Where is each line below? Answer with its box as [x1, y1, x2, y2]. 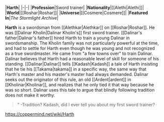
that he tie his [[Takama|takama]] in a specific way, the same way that [5, 66, 147, 72]
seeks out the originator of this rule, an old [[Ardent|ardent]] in [5, 76, 132, 82]
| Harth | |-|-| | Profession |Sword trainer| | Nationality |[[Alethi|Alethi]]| [5, 5, 144, 10]
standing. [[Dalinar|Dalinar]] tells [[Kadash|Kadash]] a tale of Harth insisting [5, 61, 158, 67]
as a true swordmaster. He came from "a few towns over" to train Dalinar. [5, 50, 153, 56]
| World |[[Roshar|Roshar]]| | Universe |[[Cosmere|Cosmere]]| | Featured [5, 10, 148, 16]
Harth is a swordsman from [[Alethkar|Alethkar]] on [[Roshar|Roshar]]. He [5, 24, 155, 30]
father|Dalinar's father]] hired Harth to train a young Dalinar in [5, 35, 130, 41]
